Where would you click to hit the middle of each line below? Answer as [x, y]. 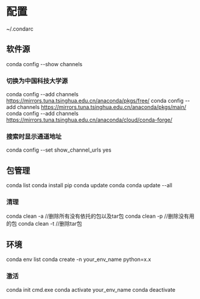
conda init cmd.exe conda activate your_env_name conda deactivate [91, 289]
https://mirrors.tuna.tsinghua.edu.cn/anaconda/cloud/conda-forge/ [89, 120]
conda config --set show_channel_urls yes [59, 150]
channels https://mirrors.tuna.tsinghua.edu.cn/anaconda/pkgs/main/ [102, 107]
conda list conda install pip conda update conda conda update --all [89, 185]
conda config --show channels [44, 64]
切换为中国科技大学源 [37, 81]
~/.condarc [20, 29]
